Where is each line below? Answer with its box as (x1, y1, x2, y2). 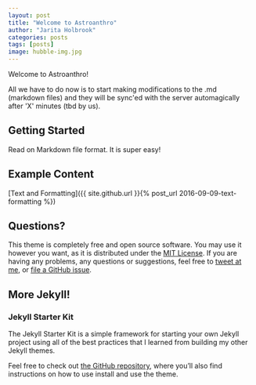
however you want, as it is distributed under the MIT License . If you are (8, 249, 237, 258)
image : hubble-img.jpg (8, 48, 82, 56)
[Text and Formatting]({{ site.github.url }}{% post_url (8, 188, 178, 198)
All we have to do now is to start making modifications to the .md (8, 85, 217, 94)
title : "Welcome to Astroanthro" (8, 19, 117, 27)
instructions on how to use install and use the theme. (8, 369, 178, 379)
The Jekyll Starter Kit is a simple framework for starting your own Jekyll (8, 329, 240, 339)
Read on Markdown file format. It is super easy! (8, 144, 161, 154)
